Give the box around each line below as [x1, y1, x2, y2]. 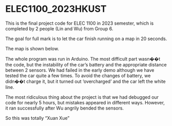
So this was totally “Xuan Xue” [5, 115, 70, 121]
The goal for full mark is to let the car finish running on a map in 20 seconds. [5, 35, 167, 42]
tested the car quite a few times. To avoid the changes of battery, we [5, 73, 151, 79]
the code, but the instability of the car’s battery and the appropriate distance [5, 61, 167, 67]
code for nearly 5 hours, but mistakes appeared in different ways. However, [5, 99, 165, 105]
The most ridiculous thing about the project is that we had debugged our [5, 94, 159, 100]
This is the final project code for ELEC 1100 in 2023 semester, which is [5, 20, 154, 26]
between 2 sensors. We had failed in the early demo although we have [5, 67, 155, 73]
